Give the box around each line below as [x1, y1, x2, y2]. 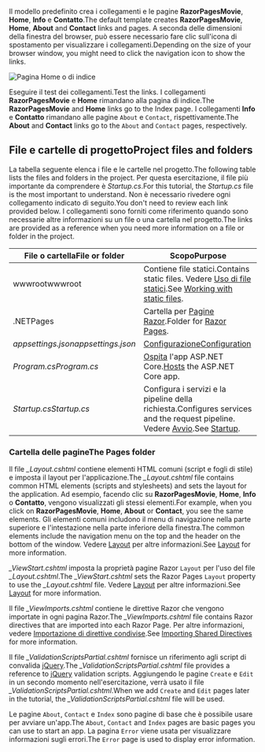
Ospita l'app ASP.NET [143, 350, 224, 361]
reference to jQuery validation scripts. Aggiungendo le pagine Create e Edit [9, 669, 254, 679]
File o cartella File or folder [24, 250, 125, 261]
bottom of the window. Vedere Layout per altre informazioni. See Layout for [9, 539, 251, 550]
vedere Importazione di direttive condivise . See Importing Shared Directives [9, 629, 252, 639]
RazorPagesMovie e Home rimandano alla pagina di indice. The [9, 96, 215, 105]
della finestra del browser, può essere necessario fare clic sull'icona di [9, 31, 237, 41]
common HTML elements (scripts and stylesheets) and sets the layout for [9, 481, 247, 491]
